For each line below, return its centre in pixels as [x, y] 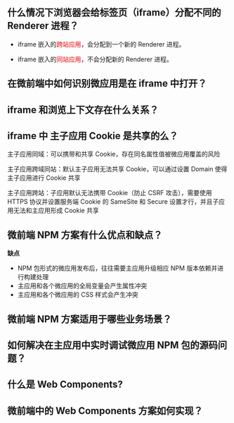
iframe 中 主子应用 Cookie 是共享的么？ [93, 136]
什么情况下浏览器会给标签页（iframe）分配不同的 [114, 13]
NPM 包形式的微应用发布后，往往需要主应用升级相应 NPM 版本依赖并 [117, 268]
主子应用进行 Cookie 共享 [44, 178]
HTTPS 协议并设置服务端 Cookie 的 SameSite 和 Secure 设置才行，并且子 [113, 202]
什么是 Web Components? [65, 385]
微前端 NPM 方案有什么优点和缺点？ [85, 235]
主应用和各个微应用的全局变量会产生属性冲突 [82, 286]
